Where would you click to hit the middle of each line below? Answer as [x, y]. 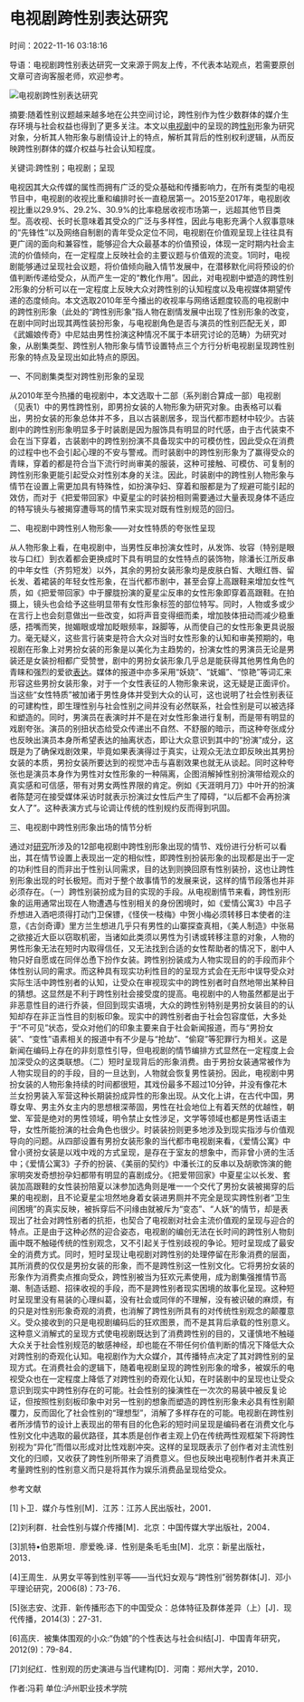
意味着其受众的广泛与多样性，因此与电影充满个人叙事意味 [187, 221]
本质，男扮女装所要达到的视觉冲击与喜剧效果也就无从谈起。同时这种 [160, 762]
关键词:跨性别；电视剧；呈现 [62, 168]
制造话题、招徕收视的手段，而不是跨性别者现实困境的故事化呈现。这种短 [160, 1288]
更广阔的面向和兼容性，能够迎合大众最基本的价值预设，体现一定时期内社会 [148, 243]
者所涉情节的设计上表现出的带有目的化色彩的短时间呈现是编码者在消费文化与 [152, 1424]
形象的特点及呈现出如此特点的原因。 [77, 357]
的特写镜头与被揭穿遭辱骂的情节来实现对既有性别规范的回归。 [124, 508]
